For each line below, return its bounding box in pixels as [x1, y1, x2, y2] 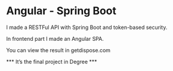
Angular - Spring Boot [6, 4, 117, 18]
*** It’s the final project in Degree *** [6, 58, 97, 65]
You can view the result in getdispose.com [6, 46, 111, 54]
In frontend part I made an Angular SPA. [6, 35, 104, 42]
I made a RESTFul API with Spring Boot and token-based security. [6, 24, 168, 31]
